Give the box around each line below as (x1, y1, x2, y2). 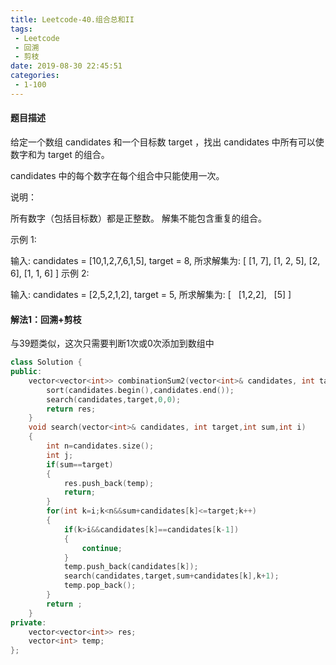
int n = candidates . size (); (46, 441, 155, 451)
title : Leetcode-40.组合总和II (10, 14, 135, 25)
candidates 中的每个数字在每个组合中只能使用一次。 (10, 169, 225, 181)
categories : (10, 71, 60, 81)
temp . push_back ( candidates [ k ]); (63, 562, 199, 572)
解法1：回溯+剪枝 (10, 313, 82, 325)
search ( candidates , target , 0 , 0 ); (46, 394, 182, 405)
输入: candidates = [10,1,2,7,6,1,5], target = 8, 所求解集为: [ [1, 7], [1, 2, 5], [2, (10, 254, 321, 266)
